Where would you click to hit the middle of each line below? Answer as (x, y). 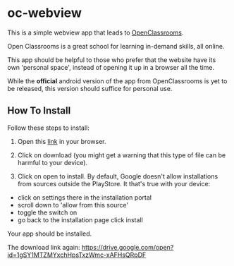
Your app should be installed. (50, 234)
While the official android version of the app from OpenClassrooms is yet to (117, 81)
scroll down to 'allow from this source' (73, 205)
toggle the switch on (47, 212)
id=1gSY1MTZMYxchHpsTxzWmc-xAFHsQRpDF (77, 255)
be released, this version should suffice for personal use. (90, 88)
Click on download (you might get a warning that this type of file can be (122, 155)
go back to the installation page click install (80, 219)
